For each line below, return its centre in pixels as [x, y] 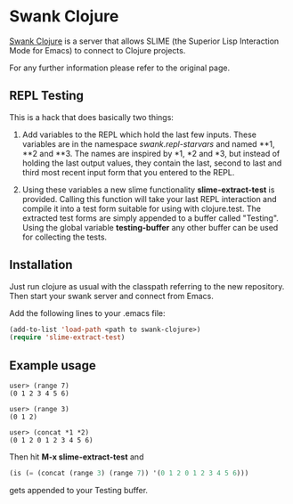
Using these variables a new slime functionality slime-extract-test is [148, 190]
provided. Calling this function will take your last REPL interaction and [150, 199]
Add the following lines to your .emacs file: [88, 313]
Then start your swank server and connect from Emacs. [111, 296]
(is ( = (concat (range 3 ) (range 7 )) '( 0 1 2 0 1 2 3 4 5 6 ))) [129, 474]
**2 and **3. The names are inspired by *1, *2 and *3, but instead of [151, 153]
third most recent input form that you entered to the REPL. [128, 172]
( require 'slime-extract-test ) [67, 337]
